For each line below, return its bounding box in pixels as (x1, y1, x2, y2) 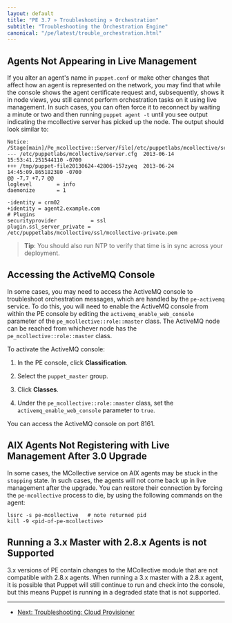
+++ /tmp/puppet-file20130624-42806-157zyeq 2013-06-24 (7, 163, 175, 170)
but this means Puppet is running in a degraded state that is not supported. (7, 588, 221, 596)
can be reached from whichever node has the (7, 324, 137, 333)
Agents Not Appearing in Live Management (7, 55, 197, 67)
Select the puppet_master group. (17, 371, 108, 380)
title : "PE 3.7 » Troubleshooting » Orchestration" (7, 17, 159, 24)
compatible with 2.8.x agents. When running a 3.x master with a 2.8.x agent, (7, 573, 224, 581)
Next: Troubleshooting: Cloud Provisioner (17, 608, 135, 616)
